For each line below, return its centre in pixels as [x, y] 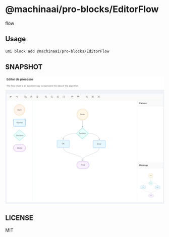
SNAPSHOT [24, 67]
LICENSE [19, 218]
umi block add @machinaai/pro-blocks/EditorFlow [57, 51]
